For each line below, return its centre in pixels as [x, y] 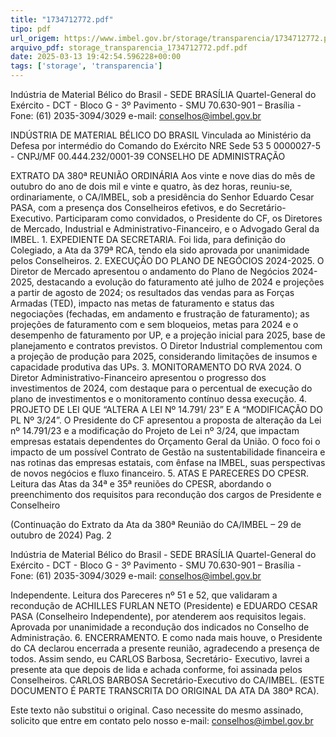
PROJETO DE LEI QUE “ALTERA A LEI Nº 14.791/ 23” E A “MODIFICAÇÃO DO [166, 409]
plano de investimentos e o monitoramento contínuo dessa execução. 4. [159, 399]
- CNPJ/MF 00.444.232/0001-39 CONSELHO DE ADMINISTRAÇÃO [148, 156]
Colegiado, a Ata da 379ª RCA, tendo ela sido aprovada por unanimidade [160, 250]
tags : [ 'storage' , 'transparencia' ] [86, 66]
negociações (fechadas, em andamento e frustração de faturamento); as [160, 314]
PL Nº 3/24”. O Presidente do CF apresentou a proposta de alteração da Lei [166, 420]
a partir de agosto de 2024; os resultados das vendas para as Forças [152, 292]
